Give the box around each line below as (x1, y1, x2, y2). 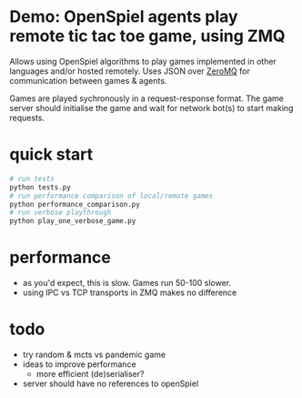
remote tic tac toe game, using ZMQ (9, 26, 286, 46)
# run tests (9, 174, 55, 183)
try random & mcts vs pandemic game (22, 349, 166, 360)
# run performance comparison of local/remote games (9, 191, 214, 200)
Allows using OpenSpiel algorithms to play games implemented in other (9, 56, 277, 66)
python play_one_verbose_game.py (9, 217, 136, 226)
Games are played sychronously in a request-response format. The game (9, 93, 284, 104)
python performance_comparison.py (9, 199, 141, 209)
